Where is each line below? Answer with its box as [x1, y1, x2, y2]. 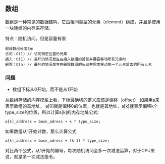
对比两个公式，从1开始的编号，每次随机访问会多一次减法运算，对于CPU [5, 148, 151, 154]
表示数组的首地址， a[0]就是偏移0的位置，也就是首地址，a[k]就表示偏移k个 [5, 103, 159, 109]
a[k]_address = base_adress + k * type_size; [5, 119, 101, 124]
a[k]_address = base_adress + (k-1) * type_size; [5, 138, 110, 143]
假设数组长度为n [5, 46, 34, 51]
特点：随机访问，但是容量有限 [5, 35, 66, 41]
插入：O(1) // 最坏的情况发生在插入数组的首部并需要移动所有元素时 [5, 56, 126, 62]
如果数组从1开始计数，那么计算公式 [5, 128, 77, 134]
